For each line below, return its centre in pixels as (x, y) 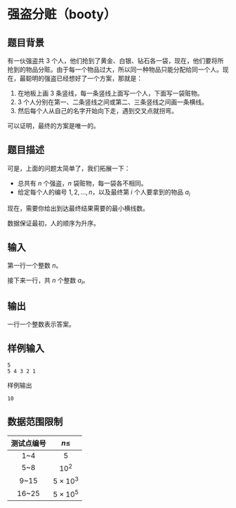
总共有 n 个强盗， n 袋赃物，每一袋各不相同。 (82, 183)
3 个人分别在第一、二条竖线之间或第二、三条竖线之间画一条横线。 (113, 102)
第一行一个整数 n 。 (35, 266)
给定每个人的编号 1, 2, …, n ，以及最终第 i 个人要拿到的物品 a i (104, 193)
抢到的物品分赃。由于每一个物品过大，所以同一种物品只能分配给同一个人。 (115, 70)
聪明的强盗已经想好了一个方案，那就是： (84, 78)
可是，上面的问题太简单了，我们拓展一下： (69, 168)
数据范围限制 (35, 422)
